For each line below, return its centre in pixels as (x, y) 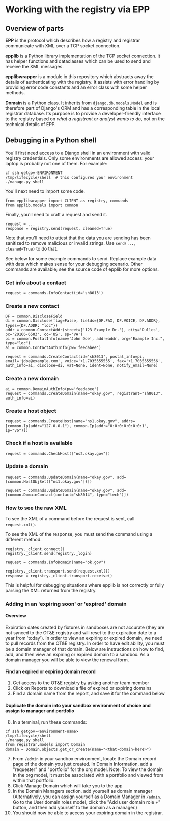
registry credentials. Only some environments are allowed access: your (80, 158)
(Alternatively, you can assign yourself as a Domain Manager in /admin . (87, 797)
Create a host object (31, 411)
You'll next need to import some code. (45, 191)
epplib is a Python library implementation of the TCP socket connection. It (83, 56)
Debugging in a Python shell (51, 141)
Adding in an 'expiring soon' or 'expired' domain (66, 604)
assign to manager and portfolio (40, 711)
